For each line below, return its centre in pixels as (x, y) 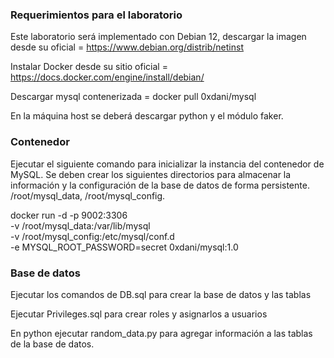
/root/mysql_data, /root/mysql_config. (88, 195)
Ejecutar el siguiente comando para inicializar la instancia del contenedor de (167, 164)
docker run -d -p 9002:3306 (69, 215)
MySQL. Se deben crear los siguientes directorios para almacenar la (151, 174)
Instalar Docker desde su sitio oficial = (89, 67)
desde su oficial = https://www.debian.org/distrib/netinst (127, 47)
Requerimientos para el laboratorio (96, 15)
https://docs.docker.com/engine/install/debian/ (107, 77)
